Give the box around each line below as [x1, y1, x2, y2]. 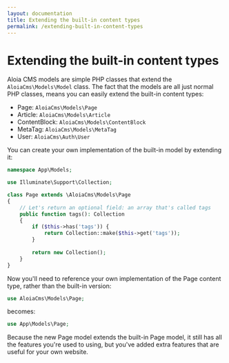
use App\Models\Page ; [7, 321, 70, 328]
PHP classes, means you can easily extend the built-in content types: [7, 90, 204, 98]
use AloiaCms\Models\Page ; [7, 295, 85, 302]
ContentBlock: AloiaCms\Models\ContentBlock [17, 118, 146, 126]
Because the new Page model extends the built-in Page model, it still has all [7, 333, 222, 342]
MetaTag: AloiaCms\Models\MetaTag [17, 125, 117, 134]
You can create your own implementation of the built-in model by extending [7, 146, 222, 154]
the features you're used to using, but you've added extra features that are [7, 340, 219, 349]
